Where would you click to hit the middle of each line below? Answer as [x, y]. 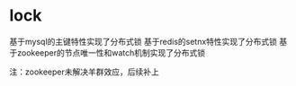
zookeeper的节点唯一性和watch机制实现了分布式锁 [111, 52]
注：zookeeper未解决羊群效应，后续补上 [85, 72]
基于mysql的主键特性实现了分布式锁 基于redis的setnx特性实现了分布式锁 [143, 41]
